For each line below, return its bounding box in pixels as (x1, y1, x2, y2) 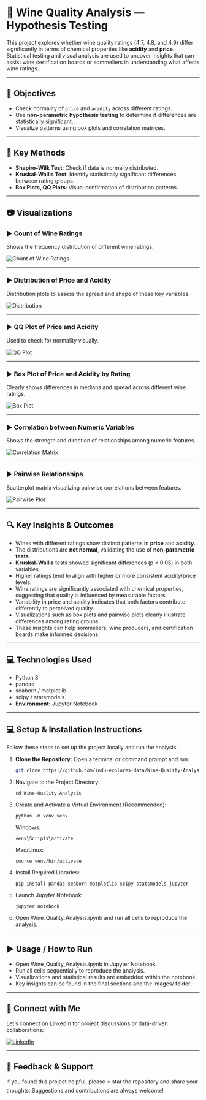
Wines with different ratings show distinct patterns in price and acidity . (15, 539, 196, 547)
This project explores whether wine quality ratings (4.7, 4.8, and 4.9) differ (6, 39, 194, 46)
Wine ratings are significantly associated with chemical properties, (15, 585, 184, 592)
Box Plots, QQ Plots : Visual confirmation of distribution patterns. (15, 183, 178, 191)
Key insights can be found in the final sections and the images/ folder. (15, 980, 192, 987)
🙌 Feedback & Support (6, 1061, 93, 1072)
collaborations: (6, 1026, 44, 1033)
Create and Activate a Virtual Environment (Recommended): (15, 801, 167, 808)
